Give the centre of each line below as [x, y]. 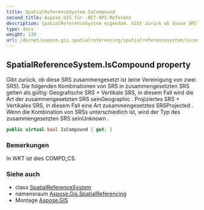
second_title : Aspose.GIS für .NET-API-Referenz [69, 18]
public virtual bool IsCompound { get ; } [59, 129]
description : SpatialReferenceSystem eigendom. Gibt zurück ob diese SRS [102, 23]
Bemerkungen [28, 145]
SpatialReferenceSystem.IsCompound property [99, 65]
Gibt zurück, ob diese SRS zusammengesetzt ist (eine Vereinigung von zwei [101, 79]
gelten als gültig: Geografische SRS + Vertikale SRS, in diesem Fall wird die [100, 93]
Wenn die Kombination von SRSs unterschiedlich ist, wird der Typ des [93, 112]
